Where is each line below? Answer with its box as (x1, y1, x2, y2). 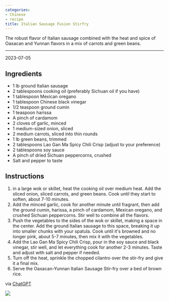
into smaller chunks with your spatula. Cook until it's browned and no (12, 228, 156, 234)
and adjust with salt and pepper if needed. (12, 249, 101, 255)
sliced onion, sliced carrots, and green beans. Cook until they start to (12, 190, 156, 196)
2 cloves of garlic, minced (12, 120, 66, 126)
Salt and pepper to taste (12, 158, 63, 164)
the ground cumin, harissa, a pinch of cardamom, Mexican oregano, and (12, 207, 162, 213)
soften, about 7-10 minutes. (12, 196, 69, 202)
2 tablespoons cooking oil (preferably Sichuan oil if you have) (12, 88, 140, 94)
